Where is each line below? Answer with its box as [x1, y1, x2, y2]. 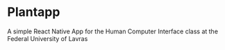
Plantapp [7, 4, 60, 20]
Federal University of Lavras [7, 34, 88, 42]
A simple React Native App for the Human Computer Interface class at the [7, 27, 219, 35]
